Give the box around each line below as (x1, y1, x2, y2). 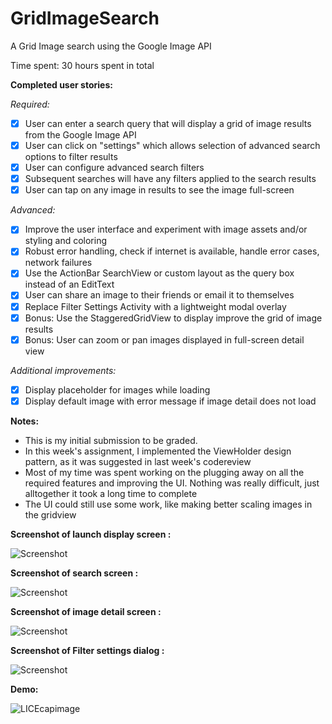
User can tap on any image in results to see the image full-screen (24, 184, 295, 196)
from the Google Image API (24, 129, 137, 141)
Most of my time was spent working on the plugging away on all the (24, 466, 305, 478)
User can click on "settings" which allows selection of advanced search (24, 140, 321, 151)
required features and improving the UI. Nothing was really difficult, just (24, 477, 320, 489)
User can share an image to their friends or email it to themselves (24, 289, 295, 301)
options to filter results (24, 151, 118, 163)
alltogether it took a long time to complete (24, 487, 198, 499)
